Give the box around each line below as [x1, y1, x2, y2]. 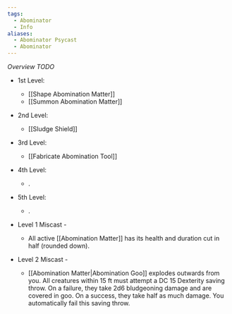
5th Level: [17, 193, 47, 201]
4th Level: [17, 166, 47, 174]
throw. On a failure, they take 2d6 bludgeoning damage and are [28, 284, 212, 292]
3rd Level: [17, 138, 47, 147]
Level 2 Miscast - [17, 255, 68, 263]
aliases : [7, 30, 33, 37]
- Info [13, 23, 33, 30]
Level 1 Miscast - [17, 220, 67, 229]
